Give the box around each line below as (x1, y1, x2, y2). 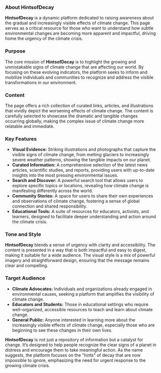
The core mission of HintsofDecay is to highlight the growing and (5, 59, 136, 65)
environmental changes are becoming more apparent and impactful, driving (5, 31, 156, 36)
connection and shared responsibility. (12, 203, 87, 209)
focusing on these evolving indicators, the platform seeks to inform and (5, 69, 148, 75)
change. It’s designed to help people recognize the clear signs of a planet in (5, 342, 157, 348)
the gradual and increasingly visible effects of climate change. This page (5, 20, 150, 26)
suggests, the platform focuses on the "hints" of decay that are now (5, 352, 141, 358)
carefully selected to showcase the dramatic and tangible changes (5, 113, 138, 119)
